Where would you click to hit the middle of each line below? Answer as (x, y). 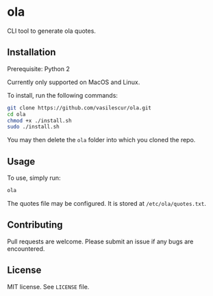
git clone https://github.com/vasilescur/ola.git (79, 108)
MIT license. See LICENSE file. (48, 286)
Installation (32, 52)
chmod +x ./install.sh (39, 120)
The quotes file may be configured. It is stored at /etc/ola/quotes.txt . (107, 203)
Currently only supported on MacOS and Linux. (74, 82)
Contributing (35, 225)
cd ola (16, 114)
